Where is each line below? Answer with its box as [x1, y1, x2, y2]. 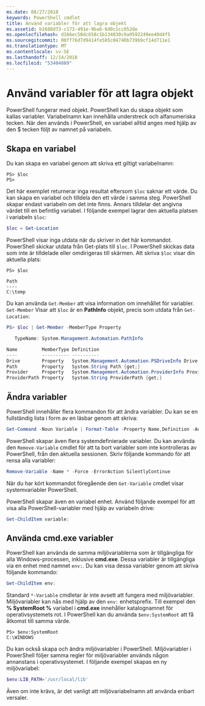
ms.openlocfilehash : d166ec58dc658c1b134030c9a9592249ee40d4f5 [6, 32, 171, 38]
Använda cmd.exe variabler [6, 533, 114, 543]
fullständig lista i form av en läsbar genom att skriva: [6, 414, 138, 422]
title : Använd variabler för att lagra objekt [6, 20, 127, 26]
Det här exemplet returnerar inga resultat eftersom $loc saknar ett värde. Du [6, 187, 198, 195]
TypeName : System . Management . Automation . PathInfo [14, 336, 143, 342]
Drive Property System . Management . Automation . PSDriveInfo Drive [6, 358, 198, 364]
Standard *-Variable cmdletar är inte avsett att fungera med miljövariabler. [6, 591, 194, 599]
